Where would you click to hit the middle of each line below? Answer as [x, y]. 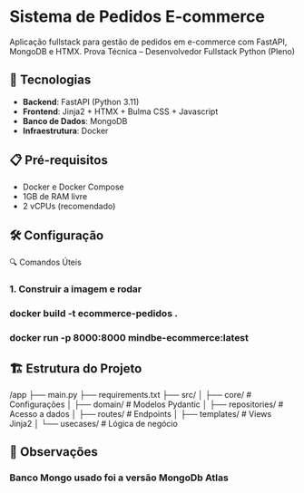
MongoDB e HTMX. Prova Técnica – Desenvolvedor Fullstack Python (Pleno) [152, 51]
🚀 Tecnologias [50, 80]
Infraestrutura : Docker [65, 130]
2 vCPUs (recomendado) [69, 206]
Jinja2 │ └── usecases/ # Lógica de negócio [94, 423]
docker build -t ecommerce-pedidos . [94, 314]
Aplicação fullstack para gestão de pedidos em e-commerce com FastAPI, [148, 42]
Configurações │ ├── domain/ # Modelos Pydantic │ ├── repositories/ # [147, 404]
